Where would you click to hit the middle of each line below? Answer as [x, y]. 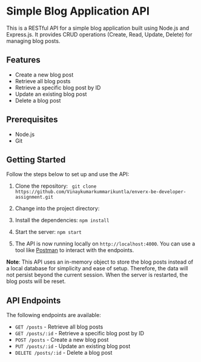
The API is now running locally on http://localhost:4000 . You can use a [105, 244]
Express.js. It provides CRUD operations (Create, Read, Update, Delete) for [99, 34]
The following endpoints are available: [54, 315]
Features [23, 60]
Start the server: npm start [48, 232]
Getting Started [36, 159]
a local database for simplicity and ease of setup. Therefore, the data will [97, 268]
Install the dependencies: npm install [62, 220]
